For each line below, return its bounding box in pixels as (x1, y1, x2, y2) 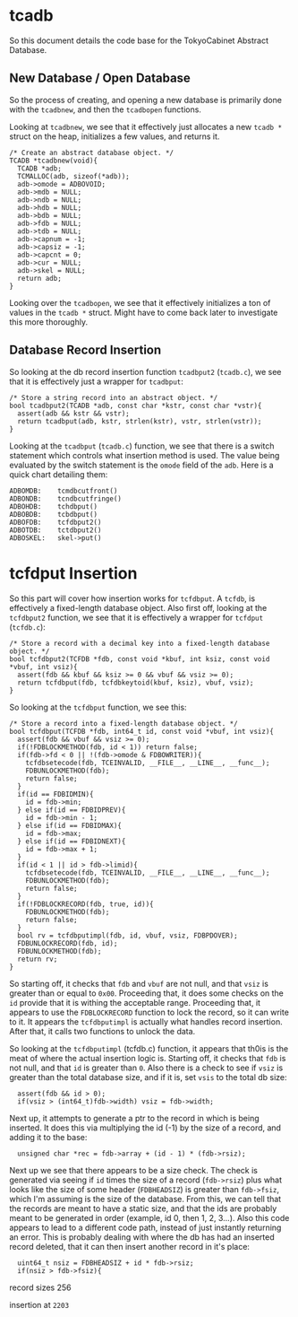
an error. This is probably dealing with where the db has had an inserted (9, 1231, 275, 1243)
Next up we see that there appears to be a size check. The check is (9, 1164, 258, 1175)
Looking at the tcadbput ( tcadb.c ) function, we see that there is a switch (9, 440, 275, 451)
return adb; (17, 274, 63, 283)
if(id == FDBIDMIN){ (17, 789, 94, 798)
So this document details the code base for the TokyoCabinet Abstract (9, 35, 269, 46)
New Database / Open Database (9, 71, 191, 86)
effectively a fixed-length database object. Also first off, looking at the (9, 602, 268, 613)
